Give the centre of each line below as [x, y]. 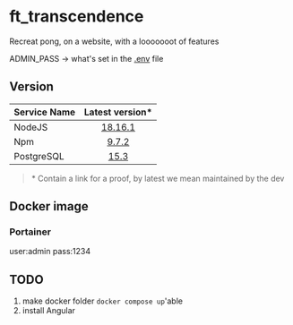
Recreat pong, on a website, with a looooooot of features [114, 41]
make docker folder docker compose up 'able [103, 301]
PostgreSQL [39, 156]
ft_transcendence [77, 17]
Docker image [49, 206]
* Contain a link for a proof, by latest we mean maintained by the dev [158, 178]
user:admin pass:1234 [50, 252]
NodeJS [31, 127]
